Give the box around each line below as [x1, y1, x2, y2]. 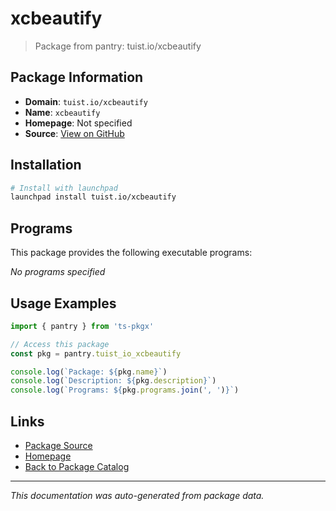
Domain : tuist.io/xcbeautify [24, 95, 148, 107]
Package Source [24, 440, 93, 451]
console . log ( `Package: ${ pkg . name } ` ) [10, 367, 168, 377]
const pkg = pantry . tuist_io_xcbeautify [10, 348, 182, 359]
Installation [10, 157, 82, 174]
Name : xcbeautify [24, 106, 101, 118]
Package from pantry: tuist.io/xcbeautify [34, 40, 202, 52]
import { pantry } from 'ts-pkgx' [10, 321, 155, 331]
